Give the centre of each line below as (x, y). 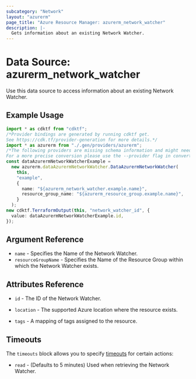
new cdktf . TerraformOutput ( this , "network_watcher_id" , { (78, 211)
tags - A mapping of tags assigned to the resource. (76, 321)
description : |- (26, 28)
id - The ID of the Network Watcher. (58, 298)
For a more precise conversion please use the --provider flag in (88, 156)
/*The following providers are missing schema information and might (92, 151)
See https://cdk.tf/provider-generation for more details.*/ (82, 140)
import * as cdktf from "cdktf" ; (47, 129)
